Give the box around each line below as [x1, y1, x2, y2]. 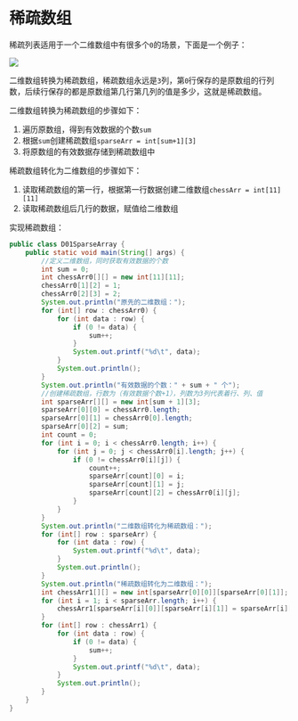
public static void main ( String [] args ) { [25, 248, 185, 257]
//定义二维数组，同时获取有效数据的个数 [41, 256, 169, 266]
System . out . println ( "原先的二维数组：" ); [41, 298, 187, 307]
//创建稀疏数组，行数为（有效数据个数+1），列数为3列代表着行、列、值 [41, 389, 263, 397]
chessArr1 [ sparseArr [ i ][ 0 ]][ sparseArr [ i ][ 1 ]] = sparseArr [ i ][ [56, 604, 293, 613]
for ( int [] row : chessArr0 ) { [41, 306, 157, 315]
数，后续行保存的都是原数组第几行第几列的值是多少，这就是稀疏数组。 [9, 86, 267, 96]
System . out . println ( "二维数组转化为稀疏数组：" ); [41, 521, 213, 530]
